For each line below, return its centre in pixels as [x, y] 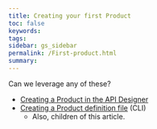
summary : [23, 61]
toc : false [27, 23]
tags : [17, 38]
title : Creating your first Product [70, 16]
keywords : [25, 31]
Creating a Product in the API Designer [84, 99]
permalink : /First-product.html [62, 53]
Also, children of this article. [78, 116]
